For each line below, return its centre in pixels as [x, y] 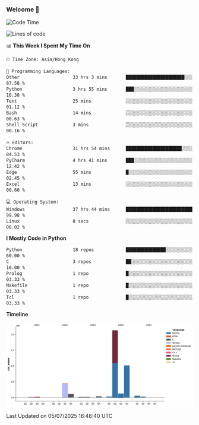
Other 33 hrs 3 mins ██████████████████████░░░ [99, 77]
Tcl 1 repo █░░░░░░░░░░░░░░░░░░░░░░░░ [99, 297]
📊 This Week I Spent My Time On [48, 46]
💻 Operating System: [33, 202]
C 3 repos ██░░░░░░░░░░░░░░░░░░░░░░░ [99, 262]
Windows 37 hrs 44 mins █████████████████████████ [99, 210]
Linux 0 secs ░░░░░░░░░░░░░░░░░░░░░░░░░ [99, 221]
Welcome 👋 [23, 9]
